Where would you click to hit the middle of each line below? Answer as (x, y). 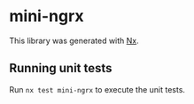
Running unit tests (61, 68)
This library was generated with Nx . (74, 41)
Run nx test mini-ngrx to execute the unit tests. (97, 89)
